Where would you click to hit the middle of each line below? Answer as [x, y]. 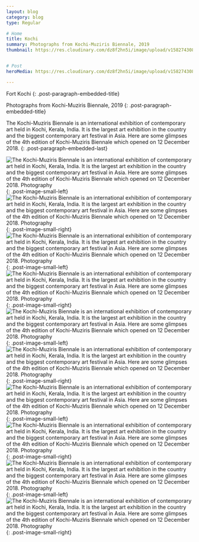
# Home [14, 33]
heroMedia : [20, 71]
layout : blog [22, 12]
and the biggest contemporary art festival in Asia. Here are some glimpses [97, 135]
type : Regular [24, 23]
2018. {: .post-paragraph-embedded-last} [57, 148]
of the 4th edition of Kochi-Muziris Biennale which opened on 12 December [98, 142]
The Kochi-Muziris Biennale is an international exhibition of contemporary [96, 123]
